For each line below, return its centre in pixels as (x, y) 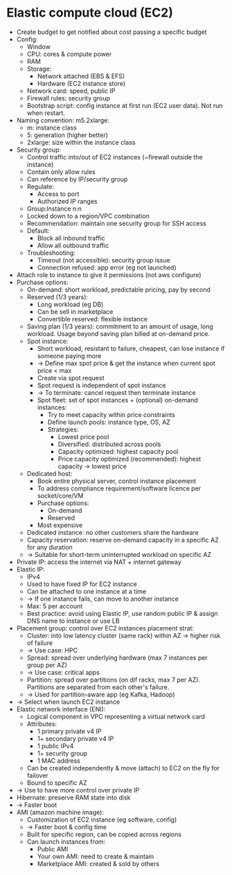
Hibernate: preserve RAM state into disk (73, 797)
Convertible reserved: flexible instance (92, 319)
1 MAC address (59, 761)
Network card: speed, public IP (71, 91)
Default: (38, 231)
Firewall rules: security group (68, 98)
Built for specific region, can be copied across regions (104, 834)
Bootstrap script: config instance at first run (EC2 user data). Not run (125, 105)
